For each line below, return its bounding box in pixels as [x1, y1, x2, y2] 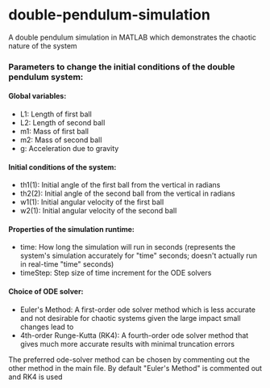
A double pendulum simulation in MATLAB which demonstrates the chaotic [8, 32, 256, 42]
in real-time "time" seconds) [19, 259, 114, 269]
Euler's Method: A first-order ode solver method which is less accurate [19, 305, 256, 314]
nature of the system [8, 40, 78, 50]
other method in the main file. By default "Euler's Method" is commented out [8, 363, 263, 373]
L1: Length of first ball [19, 109, 93, 119]
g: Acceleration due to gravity [19, 144, 119, 154]
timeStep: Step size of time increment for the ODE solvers [19, 268, 212, 278]
